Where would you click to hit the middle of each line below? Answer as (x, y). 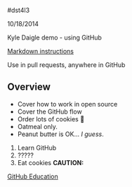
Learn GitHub (37, 147)
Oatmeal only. (38, 126)
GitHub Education (33, 176)
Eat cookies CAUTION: (51, 162)
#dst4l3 (19, 10)
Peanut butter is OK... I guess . (60, 134)
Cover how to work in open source (67, 104)
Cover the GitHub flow (49, 111)
